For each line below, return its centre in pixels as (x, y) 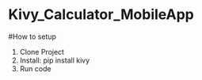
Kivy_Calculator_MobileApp (101, 15)
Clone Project (42, 51)
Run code (35, 68)
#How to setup (32, 36)
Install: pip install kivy (55, 60)
